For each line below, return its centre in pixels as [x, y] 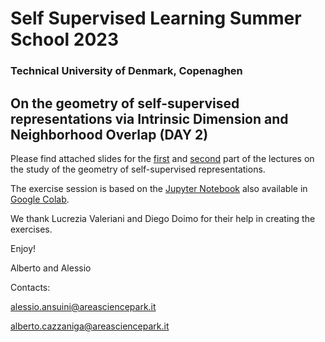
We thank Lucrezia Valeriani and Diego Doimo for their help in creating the [163, 218]
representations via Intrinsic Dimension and [149, 118]
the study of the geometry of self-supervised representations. [138, 169]
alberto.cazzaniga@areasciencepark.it [90, 326]
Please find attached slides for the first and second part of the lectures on [162, 158]
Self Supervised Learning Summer [156, 18]
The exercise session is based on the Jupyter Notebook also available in [159, 188]
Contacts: [30, 287]
